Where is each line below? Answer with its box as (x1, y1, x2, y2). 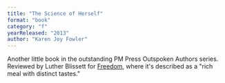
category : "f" (7, 23, 48, 30)
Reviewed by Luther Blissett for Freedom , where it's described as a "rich (7, 62, 213, 71)
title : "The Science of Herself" (7, 10, 104, 17)
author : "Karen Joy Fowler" (7, 36, 88, 43)
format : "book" (7, 17, 51, 24)
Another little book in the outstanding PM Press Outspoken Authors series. (7, 55, 219, 63)
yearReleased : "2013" (7, 29, 70, 37)
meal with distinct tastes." (7, 70, 81, 78)
